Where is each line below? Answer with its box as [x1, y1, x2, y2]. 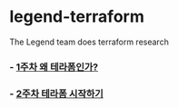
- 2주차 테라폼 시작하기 [9, 87, 104, 100]
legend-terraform [9, 6, 145, 27]
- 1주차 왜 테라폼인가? [9, 61, 98, 74]
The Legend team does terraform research [9, 36, 170, 47]
